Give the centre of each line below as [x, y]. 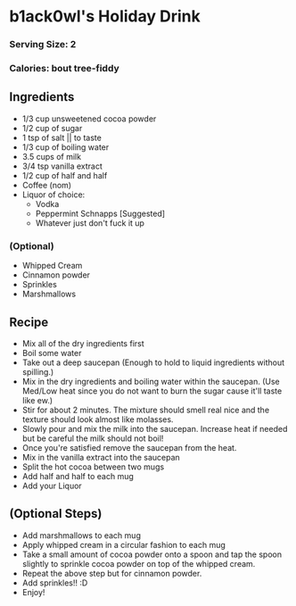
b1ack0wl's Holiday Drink [105, 17]
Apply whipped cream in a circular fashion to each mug [123, 544]
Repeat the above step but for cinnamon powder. [112, 573]
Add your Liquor [52, 486]
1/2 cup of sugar [52, 128]
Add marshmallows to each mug [81, 535]
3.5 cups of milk [52, 156]
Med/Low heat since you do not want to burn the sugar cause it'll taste [152, 391]
